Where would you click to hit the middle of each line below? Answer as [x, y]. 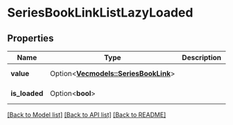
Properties [31, 38]
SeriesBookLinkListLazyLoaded [100, 13]
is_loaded [27, 93]
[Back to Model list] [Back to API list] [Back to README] [87, 115]
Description [202, 58]
